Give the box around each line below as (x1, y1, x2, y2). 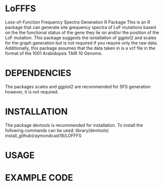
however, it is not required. (5, 89, 59, 94)
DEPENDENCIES (5, 68, 72, 79)
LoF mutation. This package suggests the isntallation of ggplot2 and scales (5, 35, 157, 41)
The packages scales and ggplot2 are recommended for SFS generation (5, 84, 151, 90)
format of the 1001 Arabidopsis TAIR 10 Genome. (5, 50, 103, 56)
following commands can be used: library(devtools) (5, 127, 109, 133)
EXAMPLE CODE (5, 172, 73, 184)
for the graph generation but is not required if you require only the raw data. (5, 40, 158, 46)
